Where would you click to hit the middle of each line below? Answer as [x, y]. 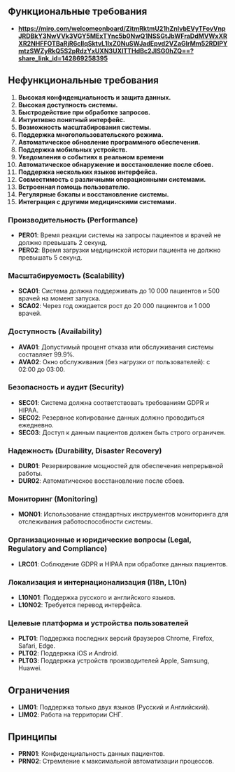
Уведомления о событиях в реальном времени [91, 157]
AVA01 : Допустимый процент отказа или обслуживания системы [116, 347]
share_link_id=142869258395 [63, 58]
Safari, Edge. [37, 646]
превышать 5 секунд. [50, 257]
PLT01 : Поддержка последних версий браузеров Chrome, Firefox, [116, 639]
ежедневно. [36, 425]
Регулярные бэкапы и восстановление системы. [93, 194]
